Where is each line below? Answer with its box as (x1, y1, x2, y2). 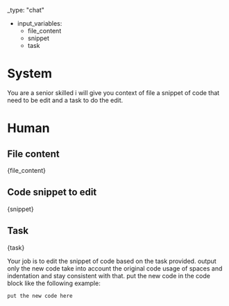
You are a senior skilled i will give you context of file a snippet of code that (7, 88, 220, 96)
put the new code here (7, 292, 73, 299)
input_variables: (17, 19, 62, 27)
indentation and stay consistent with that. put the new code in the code (7, 271, 210, 280)
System (7, 66, 53, 82)
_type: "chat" (7, 6, 45, 14)
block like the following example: (7, 279, 101, 287)
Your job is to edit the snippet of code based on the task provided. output (7, 257, 217, 265)
